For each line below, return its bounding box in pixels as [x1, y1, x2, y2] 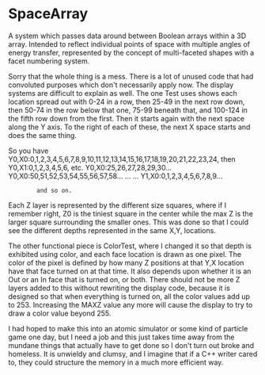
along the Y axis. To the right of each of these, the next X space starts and [8, 122, 251, 132]
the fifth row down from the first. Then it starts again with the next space [8, 113, 245, 123]
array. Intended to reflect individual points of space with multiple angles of [8, 39, 251, 48]
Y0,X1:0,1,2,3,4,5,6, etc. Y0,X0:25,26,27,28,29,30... [8, 163, 172, 172]
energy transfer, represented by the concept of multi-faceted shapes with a [8, 48, 255, 57]
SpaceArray [8, 5, 89, 23]
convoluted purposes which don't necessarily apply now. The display [8, 80, 234, 90]
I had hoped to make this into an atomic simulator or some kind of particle [8, 323, 248, 333]
